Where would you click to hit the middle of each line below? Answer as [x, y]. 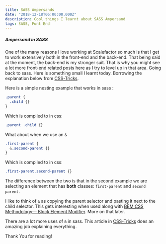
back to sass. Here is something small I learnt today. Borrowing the [74, 73]
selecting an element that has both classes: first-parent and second [75, 186]
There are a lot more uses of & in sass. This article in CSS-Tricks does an [80, 221]
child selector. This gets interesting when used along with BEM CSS [74, 206]
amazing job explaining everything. [41, 227]
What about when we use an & [36, 134]
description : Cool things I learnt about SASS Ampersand [65, 19]
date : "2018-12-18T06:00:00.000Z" [41, 14]
